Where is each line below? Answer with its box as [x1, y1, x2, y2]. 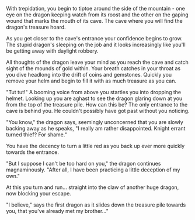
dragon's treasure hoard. [6, 23, 66, 30]
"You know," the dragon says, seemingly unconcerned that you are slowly [6, 119, 183, 125]
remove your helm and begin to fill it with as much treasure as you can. [6, 77, 177, 84]
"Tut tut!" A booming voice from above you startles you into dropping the [6, 89, 182, 95]
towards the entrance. [6, 149, 60, 156]
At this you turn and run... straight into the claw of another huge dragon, [6, 184, 179, 191]
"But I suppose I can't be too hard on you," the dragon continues [6, 160, 161, 167]
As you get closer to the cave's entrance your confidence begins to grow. [6, 35, 183, 42]
